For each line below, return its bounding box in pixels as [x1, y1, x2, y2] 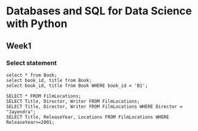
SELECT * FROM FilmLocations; [6, 93, 82, 99]
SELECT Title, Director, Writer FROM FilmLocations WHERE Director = [6, 103, 183, 109]
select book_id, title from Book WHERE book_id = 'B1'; [6, 83, 148, 89]
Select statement [6, 59, 57, 67]
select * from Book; [6, 72, 58, 78]
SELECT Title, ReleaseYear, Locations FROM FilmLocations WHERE [6, 114, 169, 120]
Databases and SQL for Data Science [6, 4, 192, 18]
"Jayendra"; [6, 109, 36, 115]
